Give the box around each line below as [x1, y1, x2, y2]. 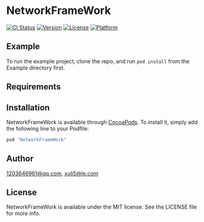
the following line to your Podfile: [6, 125, 90, 132]
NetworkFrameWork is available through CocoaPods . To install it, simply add [6, 118, 198, 125]
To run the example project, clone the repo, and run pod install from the [6, 57, 190, 64]
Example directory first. [6, 64, 65, 71]
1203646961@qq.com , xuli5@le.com [6, 170, 99, 177]
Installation [6, 102, 50, 113]
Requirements [6, 82, 61, 92]
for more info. [6, 210, 41, 217]
